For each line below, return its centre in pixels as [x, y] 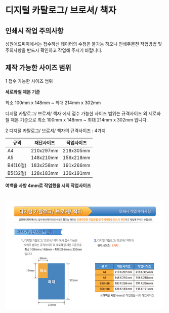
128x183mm [45, 173]
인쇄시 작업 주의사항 [34, 31]
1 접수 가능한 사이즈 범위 [29, 81]
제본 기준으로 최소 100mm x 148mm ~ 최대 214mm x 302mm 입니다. [79, 119]
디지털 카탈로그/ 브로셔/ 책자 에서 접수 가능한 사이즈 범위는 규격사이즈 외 [76, 113]
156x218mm [76, 158]
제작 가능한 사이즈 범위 [38, 68]
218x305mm [76, 150]
